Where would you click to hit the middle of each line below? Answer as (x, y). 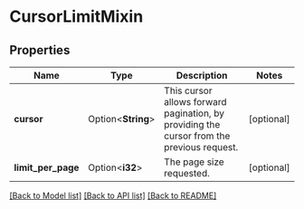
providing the (192, 124)
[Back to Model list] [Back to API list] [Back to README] (113, 195)
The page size (194, 162)
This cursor (188, 90)
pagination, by (194, 113)
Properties (40, 50)
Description (202, 76)
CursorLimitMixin (76, 17)
